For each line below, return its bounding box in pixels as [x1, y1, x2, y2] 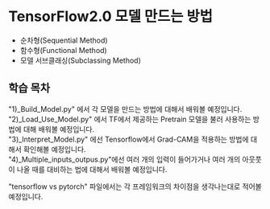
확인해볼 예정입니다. [23, 144, 86, 154]
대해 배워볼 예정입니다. [23, 124, 95, 133]
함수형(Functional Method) [19, 45, 107, 55]
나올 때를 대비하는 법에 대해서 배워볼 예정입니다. [16, 164, 168, 174]
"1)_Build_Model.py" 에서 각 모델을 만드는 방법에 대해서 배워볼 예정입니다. [8, 104, 243, 113]
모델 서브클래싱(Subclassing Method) [19, 55, 141, 65]
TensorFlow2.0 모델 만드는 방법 [8, 7, 214, 26]
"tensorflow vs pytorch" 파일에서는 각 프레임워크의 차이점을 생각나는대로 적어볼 [8, 182, 262, 191]
